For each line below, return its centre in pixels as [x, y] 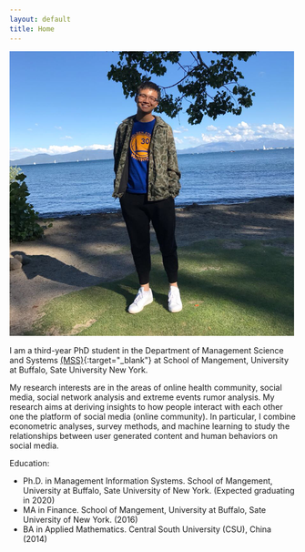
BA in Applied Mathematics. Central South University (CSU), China [147, 529]
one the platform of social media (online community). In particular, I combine [152, 416]
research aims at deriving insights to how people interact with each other [147, 406]
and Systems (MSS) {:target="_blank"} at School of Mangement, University [149, 360]
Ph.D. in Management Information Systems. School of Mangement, [147, 480]
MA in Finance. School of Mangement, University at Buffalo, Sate [144, 509]
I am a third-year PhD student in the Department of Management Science [147, 350]
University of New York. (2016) [80, 519]
